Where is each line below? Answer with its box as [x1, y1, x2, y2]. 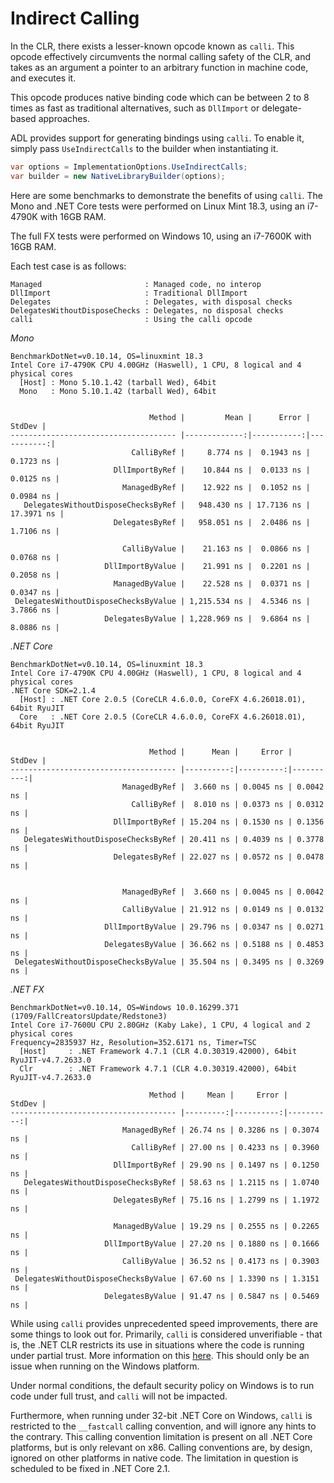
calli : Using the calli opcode [10, 314, 253, 324]
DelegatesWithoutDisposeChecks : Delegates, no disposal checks [10, 305, 284, 316]
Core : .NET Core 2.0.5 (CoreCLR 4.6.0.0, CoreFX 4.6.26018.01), [19, 712, 307, 722]
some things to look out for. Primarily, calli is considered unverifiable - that [10, 1328, 323, 1340]
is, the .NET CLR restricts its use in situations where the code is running [10, 1338, 305, 1351]
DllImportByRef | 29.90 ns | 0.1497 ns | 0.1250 [113, 1160, 320, 1170]
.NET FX [10, 983, 45, 995]
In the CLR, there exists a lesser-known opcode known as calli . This [10, 40, 295, 52]
